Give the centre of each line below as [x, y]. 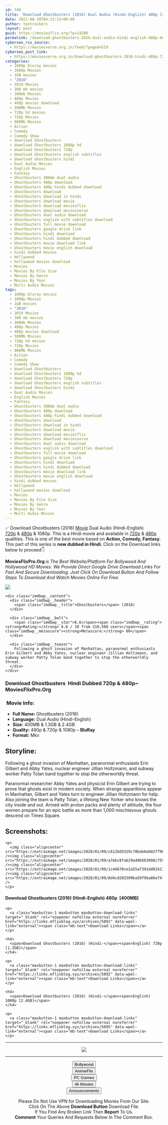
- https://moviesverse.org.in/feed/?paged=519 [59, 47]
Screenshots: [27, 831]
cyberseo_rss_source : [28, 43]
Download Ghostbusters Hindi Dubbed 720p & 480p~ [72, 683]
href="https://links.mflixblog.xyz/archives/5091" [59, 922]
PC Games [84, 1078]
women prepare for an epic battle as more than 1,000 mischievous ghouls [81, 810]
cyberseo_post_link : [27, 52]
